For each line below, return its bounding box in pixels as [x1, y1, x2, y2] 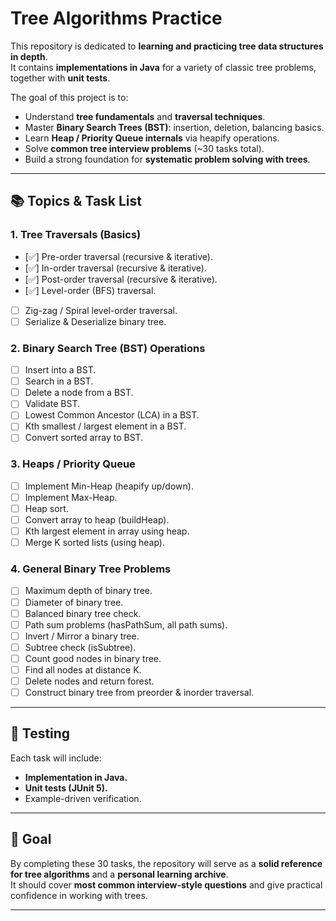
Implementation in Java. [24, 771, 128, 783]
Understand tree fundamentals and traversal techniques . [24, 110, 266, 122]
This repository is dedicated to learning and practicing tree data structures [10, 40, 324, 52]
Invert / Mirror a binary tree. [24, 630, 140, 642]
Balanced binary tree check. [24, 607, 142, 619]
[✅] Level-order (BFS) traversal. [24, 284, 157, 296]
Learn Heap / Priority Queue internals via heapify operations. [24, 132, 280, 144]
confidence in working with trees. [10, 889, 148, 901]
